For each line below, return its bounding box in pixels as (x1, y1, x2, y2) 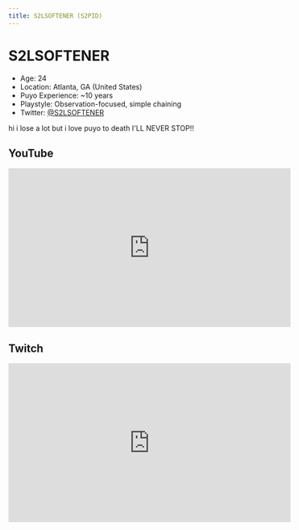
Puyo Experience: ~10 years (19, 90, 114, 100)
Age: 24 (19, 73, 47, 83)
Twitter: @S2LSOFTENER (19, 107, 105, 117)
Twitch (8, 341, 44, 355)
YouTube (8, 146, 54, 160)
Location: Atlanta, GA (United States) (19, 81, 143, 91)
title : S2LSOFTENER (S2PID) (8, 11, 103, 20)
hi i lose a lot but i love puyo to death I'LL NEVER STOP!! (8, 123, 195, 133)
